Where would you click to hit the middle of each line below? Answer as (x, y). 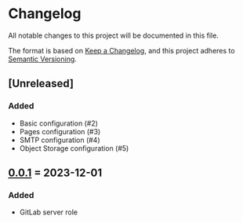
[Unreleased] (41, 84)
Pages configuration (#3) (60, 131)
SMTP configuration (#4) (60, 140)
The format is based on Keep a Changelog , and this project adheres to (121, 50)
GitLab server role (49, 212)
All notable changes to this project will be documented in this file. (114, 35)
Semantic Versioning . (42, 59)
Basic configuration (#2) (58, 123)
